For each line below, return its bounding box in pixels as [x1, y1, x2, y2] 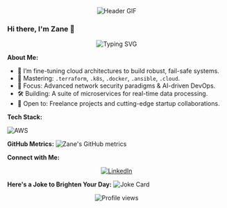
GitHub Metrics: [7, 140, 54, 148]
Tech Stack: [7, 113, 43, 121]
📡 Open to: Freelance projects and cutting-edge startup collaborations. [17, 99, 220, 108]
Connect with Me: [7, 153, 60, 162]
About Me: [7, 54, 39, 62]
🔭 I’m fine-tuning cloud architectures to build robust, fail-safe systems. [17, 67, 220, 75]
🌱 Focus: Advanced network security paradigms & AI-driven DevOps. [17, 81, 216, 90]
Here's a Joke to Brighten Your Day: [7, 180, 112, 189]
